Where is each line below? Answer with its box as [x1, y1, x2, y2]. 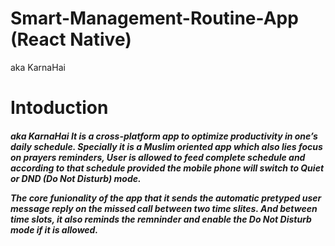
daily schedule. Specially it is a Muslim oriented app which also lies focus [10, 140, 323, 152]
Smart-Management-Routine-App [10, 7, 299, 30]
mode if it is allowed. [10, 223, 99, 236]
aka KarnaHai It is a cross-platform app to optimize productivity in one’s [10, 130, 318, 142]
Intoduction [10, 97, 109, 119]
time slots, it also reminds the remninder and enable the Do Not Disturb [10, 213, 312, 225]
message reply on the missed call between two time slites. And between [10, 202, 318, 214]
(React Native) [10, 28, 132, 51]
